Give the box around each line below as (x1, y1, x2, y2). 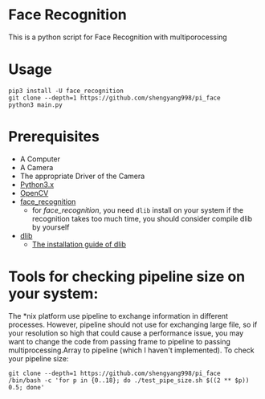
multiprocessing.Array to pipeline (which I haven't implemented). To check (8, 345, 255, 355)
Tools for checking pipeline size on (8, 267, 246, 286)
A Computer (19, 154, 61, 164)
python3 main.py (8, 100, 63, 109)
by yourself (31, 222, 70, 232)
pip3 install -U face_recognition (8, 87, 124, 95)
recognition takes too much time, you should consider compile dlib (31, 214, 253, 223)
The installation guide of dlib (31, 239, 127, 249)
